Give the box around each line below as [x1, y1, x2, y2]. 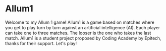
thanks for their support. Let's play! [5, 40, 77, 46]
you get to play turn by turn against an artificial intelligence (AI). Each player [5, 24, 160, 30]
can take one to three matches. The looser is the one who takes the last [5, 30, 151, 36]
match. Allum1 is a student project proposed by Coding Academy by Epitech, [5, 35, 162, 41]
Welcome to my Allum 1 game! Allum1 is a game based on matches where [5, 19, 155, 25]
